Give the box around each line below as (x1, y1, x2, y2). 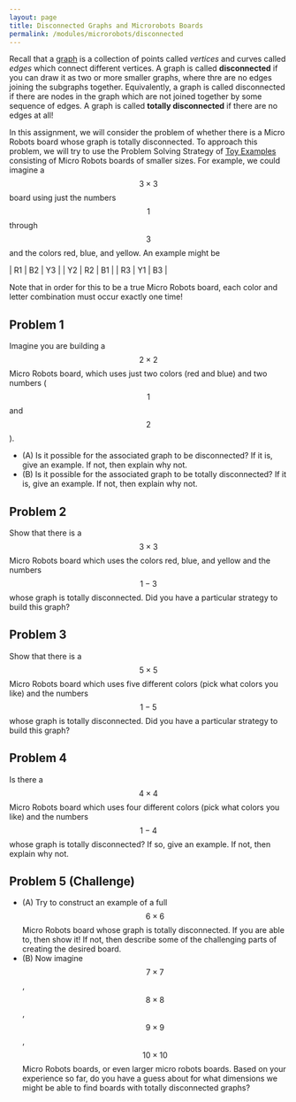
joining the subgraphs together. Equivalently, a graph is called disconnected (9, 81, 285, 93)
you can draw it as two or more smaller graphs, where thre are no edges (9, 73, 272, 83)
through (9, 220, 38, 231)
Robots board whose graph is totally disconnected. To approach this (9, 136, 258, 147)
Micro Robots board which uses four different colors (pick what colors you (9, 802, 280, 813)
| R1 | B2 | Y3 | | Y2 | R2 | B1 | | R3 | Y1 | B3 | (9, 265, 168, 275)
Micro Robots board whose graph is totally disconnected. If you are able (21, 925, 285, 936)
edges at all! (9, 110, 54, 120)
